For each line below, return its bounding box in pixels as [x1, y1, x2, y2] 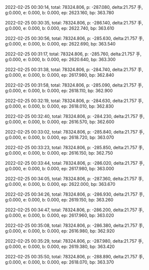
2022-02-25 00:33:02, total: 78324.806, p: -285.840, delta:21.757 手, [5, 129, 145, 135]
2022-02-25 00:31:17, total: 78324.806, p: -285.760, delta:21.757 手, [5, 51, 142, 57]
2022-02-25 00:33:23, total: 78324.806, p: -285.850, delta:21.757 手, [5, 145, 144, 150]
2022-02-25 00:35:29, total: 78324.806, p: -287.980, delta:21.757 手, [5, 238, 144, 244]
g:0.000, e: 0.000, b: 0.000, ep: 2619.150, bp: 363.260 [5, 197, 114, 202]
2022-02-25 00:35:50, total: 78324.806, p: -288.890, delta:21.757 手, [5, 254, 144, 259]
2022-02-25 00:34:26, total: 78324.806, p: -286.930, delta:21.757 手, [5, 191, 145, 197]
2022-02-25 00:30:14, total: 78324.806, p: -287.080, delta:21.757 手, [5, 4, 143, 10]
